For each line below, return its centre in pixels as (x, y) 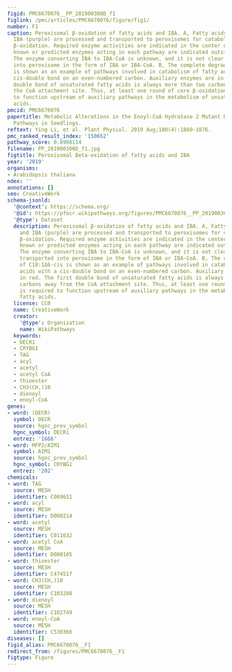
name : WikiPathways (48, 329)
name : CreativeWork (41, 310)
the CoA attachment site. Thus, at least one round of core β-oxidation (120, 91)
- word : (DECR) (29, 413)
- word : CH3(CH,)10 (35, 580)
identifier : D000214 (43, 516)
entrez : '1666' (35, 439)
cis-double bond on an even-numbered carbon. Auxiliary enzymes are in (119, 78)
